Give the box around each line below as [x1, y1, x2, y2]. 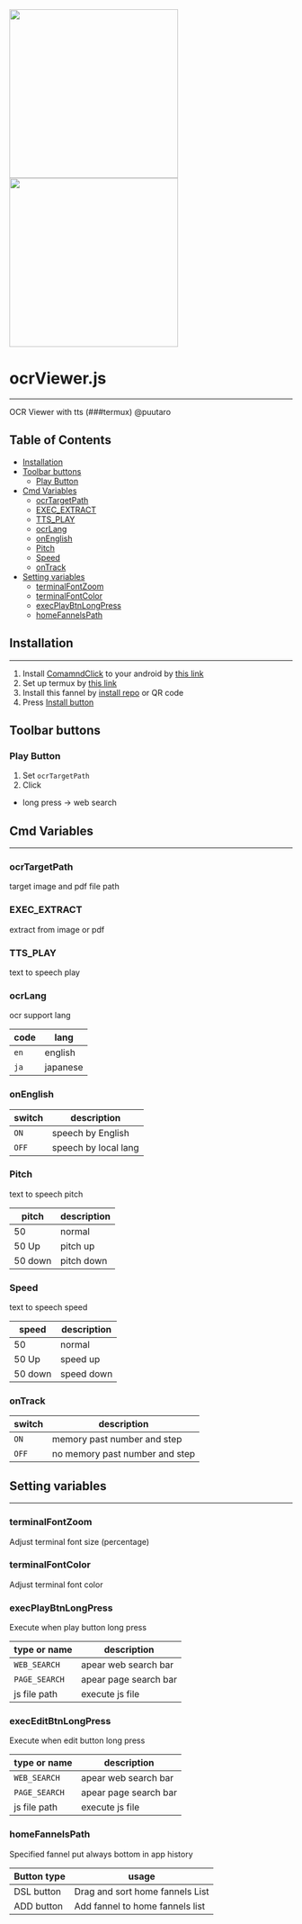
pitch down [59, 1254, 108, 1267]
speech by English [51, 1126, 130, 1139]
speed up [59, 1353, 101, 1366]
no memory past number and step [51, 1448, 196, 1460]
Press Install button [22, 697, 94, 708]
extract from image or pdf [9, 924, 105, 935]
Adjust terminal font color [9, 1579, 103, 1590]
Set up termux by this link [22, 677, 117, 688]
